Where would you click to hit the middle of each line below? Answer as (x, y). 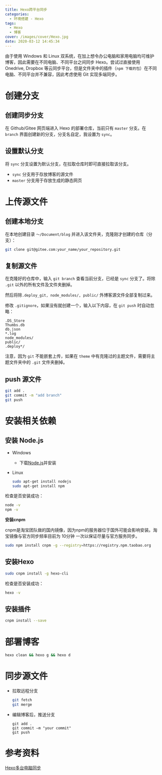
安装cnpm (15, 520)
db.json (13, 330)
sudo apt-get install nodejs (42, 481)
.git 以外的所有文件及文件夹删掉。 (40, 285)
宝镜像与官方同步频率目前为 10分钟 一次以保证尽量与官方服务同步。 (72, 536)
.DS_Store (15, 321)
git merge (22, 705)
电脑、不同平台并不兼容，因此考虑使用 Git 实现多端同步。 (63, 74)
